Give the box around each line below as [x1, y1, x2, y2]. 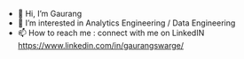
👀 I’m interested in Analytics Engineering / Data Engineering [17, 18, 236, 28]
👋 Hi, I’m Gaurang [17, 9, 83, 18]
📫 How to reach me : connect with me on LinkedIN [17, 27, 205, 38]
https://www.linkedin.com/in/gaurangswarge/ [17, 41, 185, 50]
